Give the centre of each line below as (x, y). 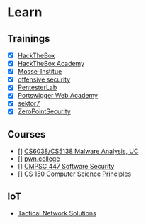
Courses (27, 134)
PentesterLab (37, 88)
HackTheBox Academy (51, 64)
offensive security (44, 79)
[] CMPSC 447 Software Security (66, 167)
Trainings (29, 39)
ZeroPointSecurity (44, 111)
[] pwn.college (39, 159)
